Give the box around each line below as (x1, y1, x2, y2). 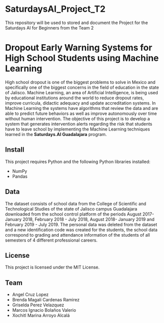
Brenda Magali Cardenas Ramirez (12, 297, 80, 303)
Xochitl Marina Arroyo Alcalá (12, 313, 70, 319)
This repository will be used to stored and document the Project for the (5, 20, 148, 26)
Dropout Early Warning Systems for (5, 42, 153, 54)
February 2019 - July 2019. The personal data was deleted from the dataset (5, 221, 158, 227)
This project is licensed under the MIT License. (5, 264, 100, 270)
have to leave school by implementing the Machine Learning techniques (5, 126, 150, 132)
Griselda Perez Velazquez (12, 302, 65, 308)
